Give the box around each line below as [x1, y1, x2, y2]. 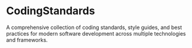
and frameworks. [6, 36, 48, 43]
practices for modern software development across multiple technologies [6, 30, 186, 37]
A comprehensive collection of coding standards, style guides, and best [6, 24, 182, 31]
